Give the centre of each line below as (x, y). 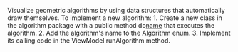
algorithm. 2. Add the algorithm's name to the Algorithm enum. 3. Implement (119, 33)
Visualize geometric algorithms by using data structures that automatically (117, 10)
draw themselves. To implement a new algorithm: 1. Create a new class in (115, 18)
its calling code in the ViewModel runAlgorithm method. (89, 41)
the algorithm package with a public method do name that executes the (111, 25)
